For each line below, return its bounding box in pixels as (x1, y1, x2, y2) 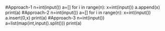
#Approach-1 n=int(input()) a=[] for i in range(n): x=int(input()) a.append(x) (5, 4, 160, 10)
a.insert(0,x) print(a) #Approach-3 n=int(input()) (5, 15, 105, 20)
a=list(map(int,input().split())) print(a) (5, 20, 82, 26)
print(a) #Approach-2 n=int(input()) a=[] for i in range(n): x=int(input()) (5, 9, 151, 15)
